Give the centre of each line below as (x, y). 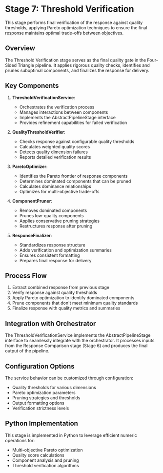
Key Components (32, 86)
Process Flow (26, 276)
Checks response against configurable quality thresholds (77, 141)
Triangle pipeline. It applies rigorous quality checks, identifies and (84, 65)
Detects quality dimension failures (53, 152)
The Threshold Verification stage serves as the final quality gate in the (76, 60)
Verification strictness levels (41, 408)
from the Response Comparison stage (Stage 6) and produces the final (76, 346)
